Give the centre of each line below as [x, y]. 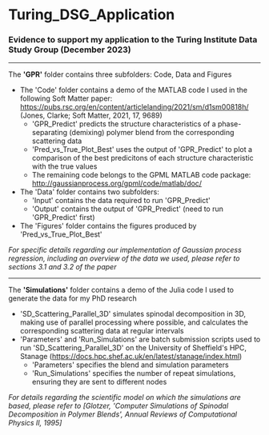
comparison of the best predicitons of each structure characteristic [143, 158]
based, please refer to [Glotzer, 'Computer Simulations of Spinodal [118, 406]
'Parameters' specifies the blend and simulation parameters [130, 365]
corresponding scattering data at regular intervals [102, 331]
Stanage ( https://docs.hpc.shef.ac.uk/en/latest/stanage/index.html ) [131, 357]
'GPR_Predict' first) [63, 217]
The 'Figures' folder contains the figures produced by [108, 226]
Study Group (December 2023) [70, 50]
